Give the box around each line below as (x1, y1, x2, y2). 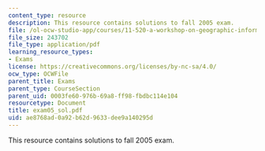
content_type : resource (8, 11, 87, 20)
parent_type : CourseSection (8, 84, 101, 93)
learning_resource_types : (8, 48, 93, 56)
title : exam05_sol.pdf (8, 107, 83, 115)
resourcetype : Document (8, 99, 87, 107)
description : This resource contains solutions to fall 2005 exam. (8, 19, 235, 27)
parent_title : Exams (8, 77, 77, 85)
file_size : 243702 (8, 33, 69, 42)
